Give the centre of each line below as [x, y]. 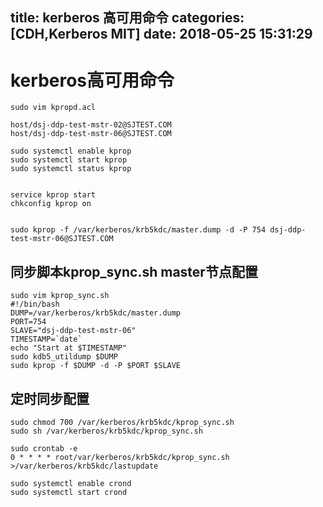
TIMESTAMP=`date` [46, 339]
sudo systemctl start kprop [69, 160]
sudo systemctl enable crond [71, 483]
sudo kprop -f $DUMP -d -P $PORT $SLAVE [96, 366]
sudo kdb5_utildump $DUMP [64, 357]
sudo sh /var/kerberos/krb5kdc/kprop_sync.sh [106, 431]
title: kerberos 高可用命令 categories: [127, 18]
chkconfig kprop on [51, 204]
